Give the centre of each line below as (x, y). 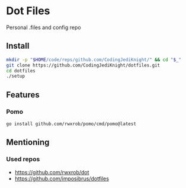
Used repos (23, 160)
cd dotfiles (21, 71)
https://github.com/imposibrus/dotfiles (62, 179)
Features (23, 95)
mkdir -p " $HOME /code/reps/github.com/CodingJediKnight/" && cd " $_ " (94, 60)
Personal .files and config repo (44, 27)
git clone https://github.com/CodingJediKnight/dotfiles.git (83, 65)
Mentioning (28, 143)
